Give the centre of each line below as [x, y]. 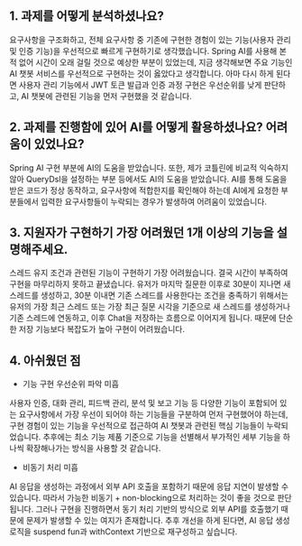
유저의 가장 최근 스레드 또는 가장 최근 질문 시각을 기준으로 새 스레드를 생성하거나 [150, 307]
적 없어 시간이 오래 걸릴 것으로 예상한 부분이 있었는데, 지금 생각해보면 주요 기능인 [151, 62]
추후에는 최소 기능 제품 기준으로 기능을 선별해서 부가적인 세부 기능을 [162, 437]
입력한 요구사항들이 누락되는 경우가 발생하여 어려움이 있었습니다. [154, 201]
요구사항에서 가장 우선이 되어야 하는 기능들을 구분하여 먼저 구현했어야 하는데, [153, 414]
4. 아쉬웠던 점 [45, 361]
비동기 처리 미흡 [50, 467]
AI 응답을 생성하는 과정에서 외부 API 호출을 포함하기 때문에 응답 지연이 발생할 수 [149, 486]
